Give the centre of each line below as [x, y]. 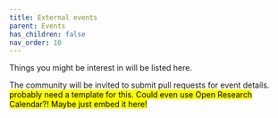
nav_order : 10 [36, 42]
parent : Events [38, 26]
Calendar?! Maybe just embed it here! [78, 105]
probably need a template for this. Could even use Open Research [131, 95]
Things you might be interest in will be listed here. [101, 68]
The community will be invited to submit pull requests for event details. [139, 85]
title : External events [54, 17]
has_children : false [48, 34]
